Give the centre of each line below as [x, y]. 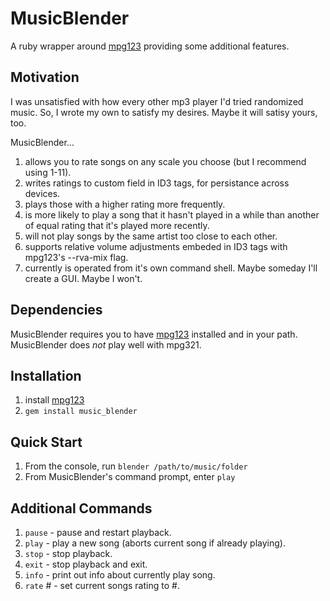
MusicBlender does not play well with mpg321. [106, 344]
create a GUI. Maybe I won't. [83, 278]
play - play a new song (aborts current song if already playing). [155, 543]
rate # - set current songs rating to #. [102, 585]
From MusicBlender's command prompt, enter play [130, 477]
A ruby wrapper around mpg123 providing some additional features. [150, 46]
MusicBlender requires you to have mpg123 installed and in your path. [154, 334]
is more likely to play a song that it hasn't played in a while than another [172, 214]
